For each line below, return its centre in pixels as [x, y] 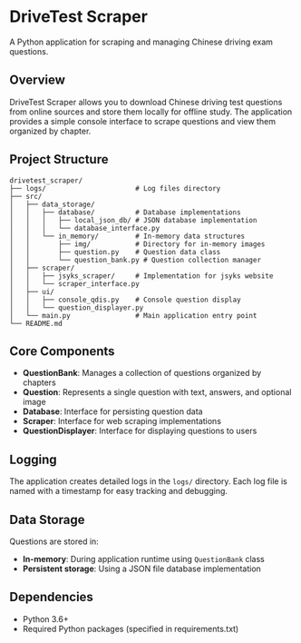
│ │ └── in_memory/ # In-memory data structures [127, 236]
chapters [39, 382]
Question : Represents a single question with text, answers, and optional [157, 392]
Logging [33, 459]
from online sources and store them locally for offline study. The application [151, 112]
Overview [38, 80]
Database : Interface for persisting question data [112, 411]
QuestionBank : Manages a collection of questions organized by [142, 373]
